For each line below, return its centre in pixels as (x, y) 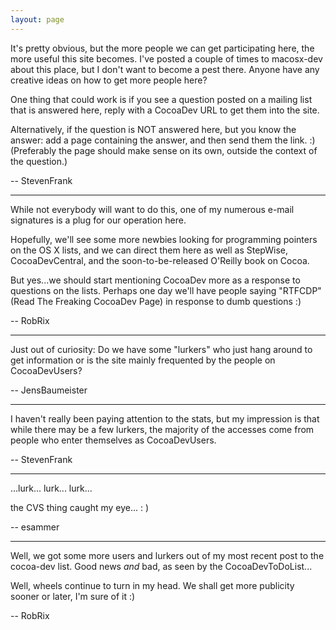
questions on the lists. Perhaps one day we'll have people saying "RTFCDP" (166, 290)
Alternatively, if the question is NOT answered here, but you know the (153, 129)
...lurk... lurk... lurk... (51, 488)
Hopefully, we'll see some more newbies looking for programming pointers (164, 239)
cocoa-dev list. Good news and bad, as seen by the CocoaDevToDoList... (161, 566)
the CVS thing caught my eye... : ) (80, 507)
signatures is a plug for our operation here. (98, 220)
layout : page (37, 19)
